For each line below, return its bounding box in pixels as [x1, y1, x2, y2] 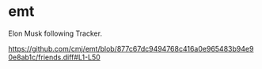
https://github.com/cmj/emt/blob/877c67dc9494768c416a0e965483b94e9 [8, 44, 254, 53]
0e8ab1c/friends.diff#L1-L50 [8, 52, 101, 62]
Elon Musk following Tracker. [8, 29, 103, 38]
